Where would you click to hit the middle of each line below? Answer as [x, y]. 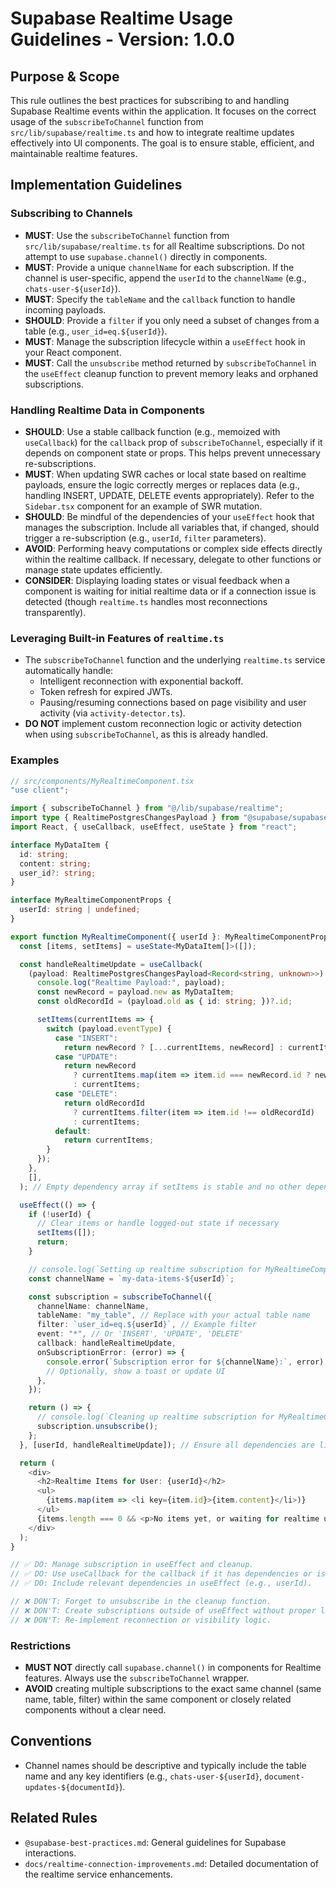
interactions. [50, 1853]
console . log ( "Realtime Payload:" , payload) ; [131, 983]
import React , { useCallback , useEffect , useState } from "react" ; [154, 827]
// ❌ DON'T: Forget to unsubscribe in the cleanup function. [141, 1602]
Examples [35, 760]
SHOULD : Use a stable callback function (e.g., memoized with [152, 431]
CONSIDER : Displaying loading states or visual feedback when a [157, 580]
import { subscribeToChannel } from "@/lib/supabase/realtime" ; [147, 808]
